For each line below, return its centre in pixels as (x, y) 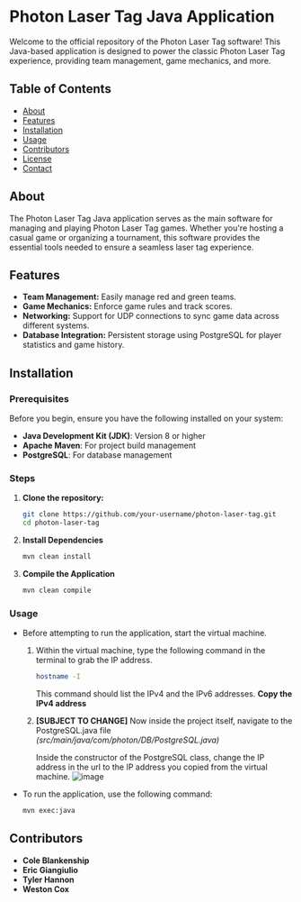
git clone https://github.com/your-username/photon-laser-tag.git (149, 515)
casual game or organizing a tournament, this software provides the (135, 237)
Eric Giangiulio (50, 870)
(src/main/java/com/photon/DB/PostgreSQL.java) (128, 740)
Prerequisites (39, 398)
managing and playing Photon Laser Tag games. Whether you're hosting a (146, 228)
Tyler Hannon (48, 879)
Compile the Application (68, 573)
